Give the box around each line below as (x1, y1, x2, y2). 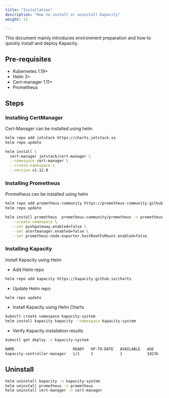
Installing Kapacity (5, 245, 52, 252)
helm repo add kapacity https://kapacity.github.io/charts (5, 276, 132, 281)
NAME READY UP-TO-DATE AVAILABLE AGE (5, 347, 154, 352)
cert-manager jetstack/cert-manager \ (10, 154, 92, 159)
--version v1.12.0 (10, 168, 49, 173)
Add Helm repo (12, 267, 44, 273)
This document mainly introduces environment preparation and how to (5, 35, 151, 41)
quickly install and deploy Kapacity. (5, 40, 79, 46)
